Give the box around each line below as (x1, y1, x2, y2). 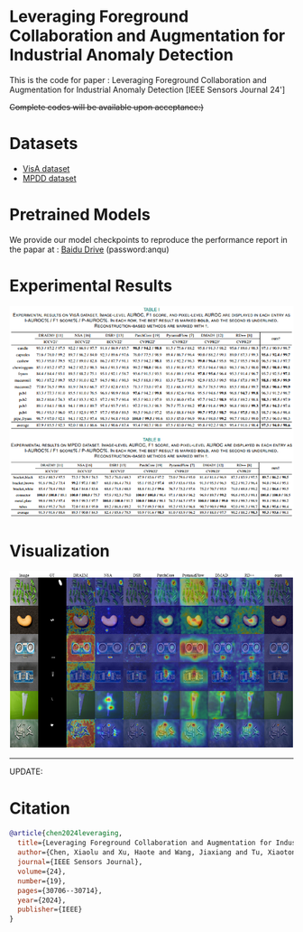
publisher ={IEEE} (17, 905, 83, 914)
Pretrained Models (9, 205, 151, 225)
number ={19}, (17, 876, 67, 886)
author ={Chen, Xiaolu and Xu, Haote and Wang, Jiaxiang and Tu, (17, 848, 264, 857)
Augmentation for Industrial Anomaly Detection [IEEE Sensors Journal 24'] (9, 84, 286, 95)
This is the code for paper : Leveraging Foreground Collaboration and (9, 74, 268, 85)
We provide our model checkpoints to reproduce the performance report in (9, 234, 289, 245)
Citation (9, 797, 70, 818)
